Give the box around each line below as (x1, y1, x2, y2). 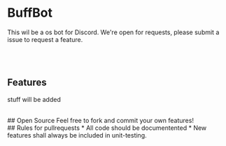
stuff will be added (7, 95, 61, 103)
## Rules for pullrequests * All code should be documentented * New (7, 124, 207, 132)
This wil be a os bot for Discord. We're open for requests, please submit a (7, 28, 220, 36)
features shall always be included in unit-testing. (7, 131, 147, 139)
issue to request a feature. (7, 35, 83, 43)
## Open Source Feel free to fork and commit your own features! (7, 116, 195, 124)
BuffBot (7, 5, 53, 21)
